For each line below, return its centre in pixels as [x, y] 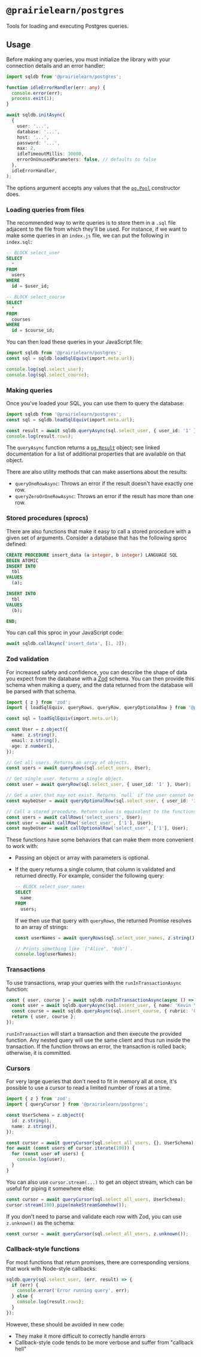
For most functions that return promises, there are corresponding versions [98, 1262]
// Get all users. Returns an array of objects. [68, 762]
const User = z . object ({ [37, 729]
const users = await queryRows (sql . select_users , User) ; [79, 768]
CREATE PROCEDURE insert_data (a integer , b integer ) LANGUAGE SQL [92, 555]
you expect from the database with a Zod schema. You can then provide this [100, 678]
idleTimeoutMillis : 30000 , [51, 154]
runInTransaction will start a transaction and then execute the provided [94, 1033]
